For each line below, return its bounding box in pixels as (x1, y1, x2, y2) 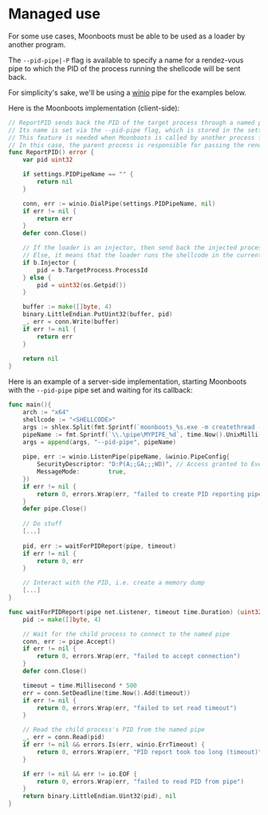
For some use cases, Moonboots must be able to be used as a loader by (8, 31, 246, 41)
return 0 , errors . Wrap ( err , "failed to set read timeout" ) (37, 704, 238, 712)
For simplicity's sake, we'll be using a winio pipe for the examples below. (8, 87, 247, 97)
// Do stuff (22, 520, 62, 528)
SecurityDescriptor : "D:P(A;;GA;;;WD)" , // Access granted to (37, 461, 248, 469)
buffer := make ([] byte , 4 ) (22, 303, 112, 311)
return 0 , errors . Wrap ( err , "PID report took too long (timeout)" (37, 748, 262, 756)
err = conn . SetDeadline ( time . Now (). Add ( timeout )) (22, 689, 191, 697)
